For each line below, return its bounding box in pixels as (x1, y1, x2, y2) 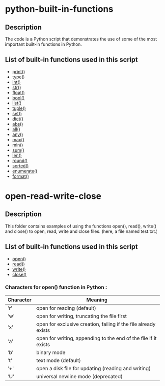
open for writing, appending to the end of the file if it (36, 335, 157, 342)
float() (12, 90, 25, 96)
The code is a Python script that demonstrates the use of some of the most (5, 36, 157, 42)
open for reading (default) (36, 304, 97, 311)
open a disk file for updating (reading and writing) (36, 365, 151, 372)
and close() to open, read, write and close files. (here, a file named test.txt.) (5, 228, 158, 234)
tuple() (12, 105, 26, 111)
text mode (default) (36, 357, 81, 364)
